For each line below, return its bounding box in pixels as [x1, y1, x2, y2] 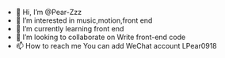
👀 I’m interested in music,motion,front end [15, 16, 153, 25]
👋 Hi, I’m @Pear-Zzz [15, 8, 82, 16]
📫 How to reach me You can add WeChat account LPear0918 [15, 42, 218, 50]
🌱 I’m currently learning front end [15, 24, 124, 33]
